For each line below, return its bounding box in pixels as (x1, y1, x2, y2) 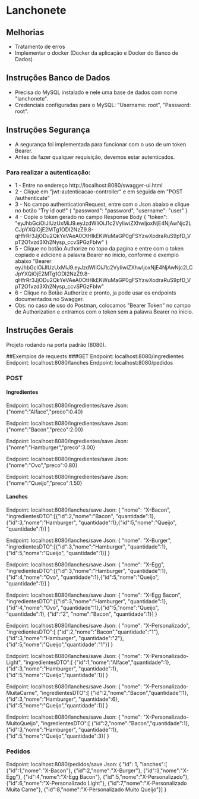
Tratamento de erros (14, 43, 65, 50)
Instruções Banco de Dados (6, 73, 110, 83)
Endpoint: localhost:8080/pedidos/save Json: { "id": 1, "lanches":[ (6, 761, 168, 768)
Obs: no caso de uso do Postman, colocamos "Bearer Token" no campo (14, 302, 191, 309)
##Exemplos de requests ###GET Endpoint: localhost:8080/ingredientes (6, 352, 184, 360)
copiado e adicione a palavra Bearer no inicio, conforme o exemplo (14, 251, 179, 258)
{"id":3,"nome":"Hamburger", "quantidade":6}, (6, 695, 119, 703)
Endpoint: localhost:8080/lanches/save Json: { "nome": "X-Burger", (6, 537, 172, 544)
